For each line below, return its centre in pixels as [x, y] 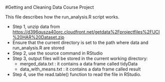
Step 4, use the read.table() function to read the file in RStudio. [77, 74]
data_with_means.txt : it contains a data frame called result [80, 69]
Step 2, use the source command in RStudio [58, 53]
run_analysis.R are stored [38, 48]
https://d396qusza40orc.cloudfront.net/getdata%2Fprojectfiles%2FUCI [86, 32]
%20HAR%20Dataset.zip [38, 37]
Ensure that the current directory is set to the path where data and [80, 42]
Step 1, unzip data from [36, 26]
